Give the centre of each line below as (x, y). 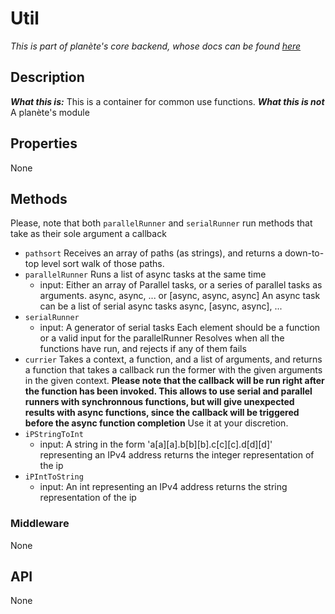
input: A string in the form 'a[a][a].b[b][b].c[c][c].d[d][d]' (156, 444)
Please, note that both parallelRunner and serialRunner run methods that (161, 223)
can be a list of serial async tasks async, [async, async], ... (161, 306)
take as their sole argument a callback (88, 234)
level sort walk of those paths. (103, 264)
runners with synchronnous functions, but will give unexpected (159, 402)
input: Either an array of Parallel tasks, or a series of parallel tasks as (181, 285)
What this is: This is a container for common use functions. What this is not (167, 101)
